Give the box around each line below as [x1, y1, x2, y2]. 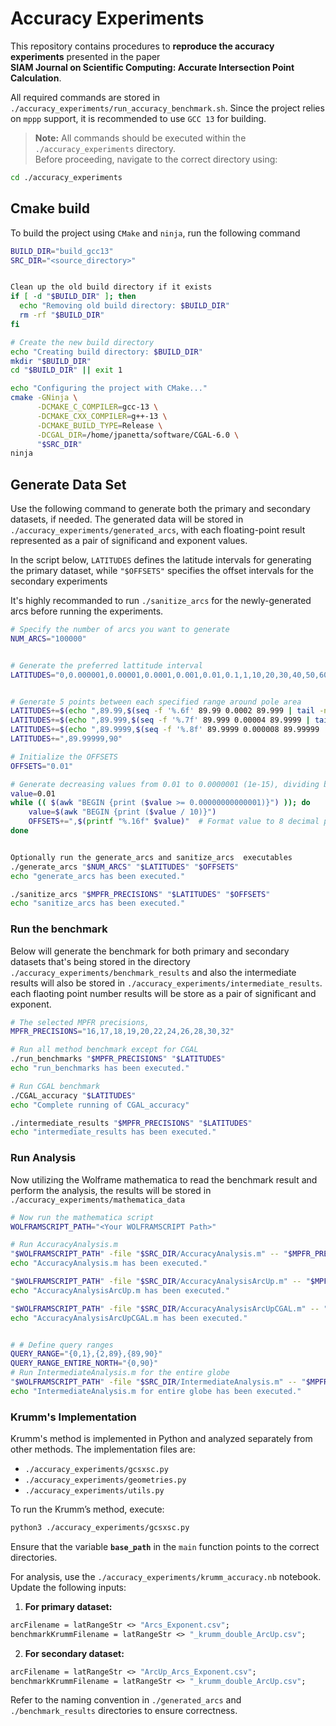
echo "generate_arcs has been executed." [10, 871, 186, 881]
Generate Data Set [10, 476, 127, 493]
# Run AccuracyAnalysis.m [10, 1240, 118, 1250]
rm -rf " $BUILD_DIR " [19, 310, 105, 320]
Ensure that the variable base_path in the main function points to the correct [10, 1540, 320, 1552]
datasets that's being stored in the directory [10, 955, 191, 967]
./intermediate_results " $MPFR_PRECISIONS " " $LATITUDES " [10, 1118, 253, 1128]
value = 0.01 [10, 788, 56, 799]
